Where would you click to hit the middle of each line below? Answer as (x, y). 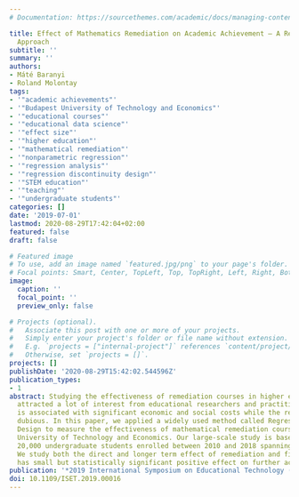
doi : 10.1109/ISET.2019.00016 (65, 479)
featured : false (39, 232)
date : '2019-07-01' (45, 215)
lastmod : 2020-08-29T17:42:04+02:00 (77, 223)
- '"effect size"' (43, 133)
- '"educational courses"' (59, 116)
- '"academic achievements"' (63, 100)
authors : (25, 67)
